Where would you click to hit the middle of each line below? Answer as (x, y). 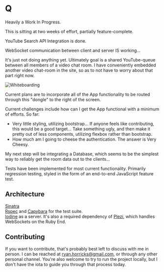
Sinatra (12, 206)
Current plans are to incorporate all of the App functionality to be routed (78, 94)
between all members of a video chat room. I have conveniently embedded (81, 65)
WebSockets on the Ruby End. (35, 221)
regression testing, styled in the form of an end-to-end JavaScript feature (79, 173)
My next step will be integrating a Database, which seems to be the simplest (82, 154)
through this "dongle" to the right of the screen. (53, 99)
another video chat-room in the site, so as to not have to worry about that (79, 70)
